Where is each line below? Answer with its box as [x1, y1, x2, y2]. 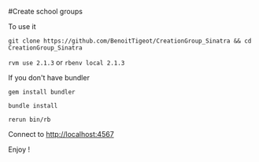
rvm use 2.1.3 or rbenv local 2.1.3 [8, 58, 125, 67]
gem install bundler [8, 88, 76, 96]
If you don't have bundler [8, 73, 91, 82]
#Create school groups [8, 7, 83, 16]
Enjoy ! [8, 145, 31, 154]
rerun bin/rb [8, 116, 51, 123]
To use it [8, 22, 37, 31]
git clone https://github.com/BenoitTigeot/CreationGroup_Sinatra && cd [8, 37, 252, 45]
